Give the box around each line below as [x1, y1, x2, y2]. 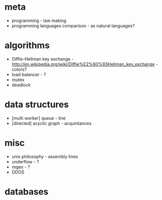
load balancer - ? [11, 71, 46, 77]
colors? [11, 66, 27, 72]
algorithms [4, 40, 50, 51]
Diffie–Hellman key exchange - [11, 56, 74, 62]
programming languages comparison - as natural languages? [11, 22, 135, 28]
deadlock [11, 82, 31, 88]
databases [4, 186, 48, 197]
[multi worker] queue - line [11, 115, 66, 121]
